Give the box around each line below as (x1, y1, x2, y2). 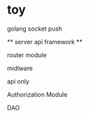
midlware (7, 64, 33, 72)
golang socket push (7, 24, 63, 33)
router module (7, 50, 47, 59)
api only (7, 77, 29, 85)
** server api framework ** (7, 37, 83, 46)
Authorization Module (7, 90, 68, 99)
